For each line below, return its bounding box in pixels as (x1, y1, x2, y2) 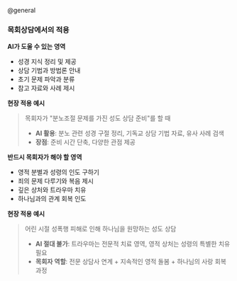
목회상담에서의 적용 (7, 25, 70, 35)
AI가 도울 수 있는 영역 (7, 42, 66, 51)
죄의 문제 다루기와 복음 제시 (17, 177, 94, 185)
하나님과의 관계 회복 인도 (17, 195, 87, 203)
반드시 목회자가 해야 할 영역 (7, 153, 82, 161)
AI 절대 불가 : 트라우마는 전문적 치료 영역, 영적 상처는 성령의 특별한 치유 (35, 240, 231, 248)
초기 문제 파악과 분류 (17, 75, 75, 84)
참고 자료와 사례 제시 (17, 84, 75, 93)
